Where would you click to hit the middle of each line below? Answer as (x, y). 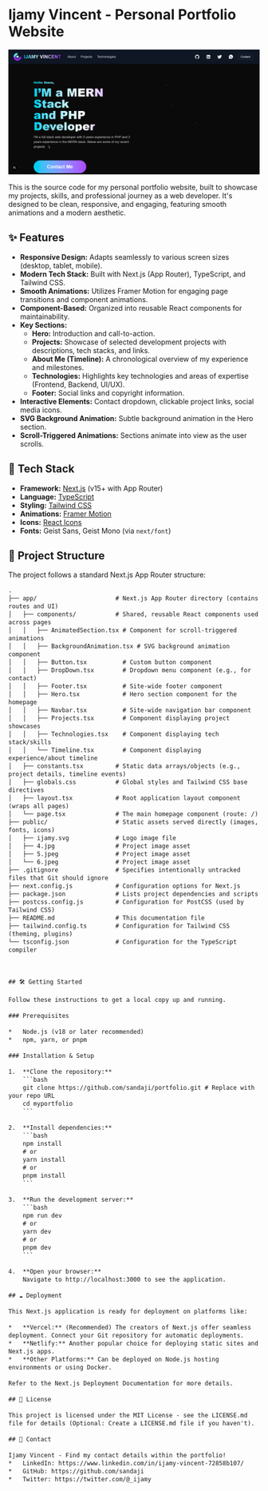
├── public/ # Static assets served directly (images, (134, 822)
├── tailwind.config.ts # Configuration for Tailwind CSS (119, 926)
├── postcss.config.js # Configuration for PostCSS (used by (126, 902)
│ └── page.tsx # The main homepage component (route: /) (134, 814)
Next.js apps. (32, 1352)
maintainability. (45, 316)
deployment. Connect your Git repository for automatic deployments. (126, 1336)
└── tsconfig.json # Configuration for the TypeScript (123, 942)
